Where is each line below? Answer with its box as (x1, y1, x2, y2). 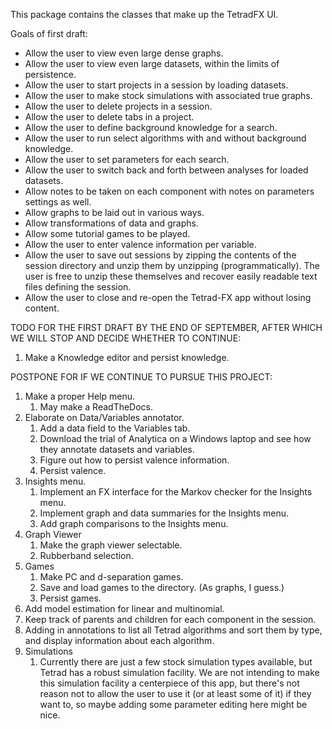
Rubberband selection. (39, 550, 134, 561)
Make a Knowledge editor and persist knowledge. (24, 352, 230, 363)
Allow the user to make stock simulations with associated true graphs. (24, 90, 313, 101)
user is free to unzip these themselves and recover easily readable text (24, 270, 318, 282)
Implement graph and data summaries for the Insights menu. (39, 507, 290, 519)
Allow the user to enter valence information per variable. (24, 239, 257, 250)
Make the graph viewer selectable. (39, 539, 183, 551)
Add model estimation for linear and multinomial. (24, 603, 225, 614)
